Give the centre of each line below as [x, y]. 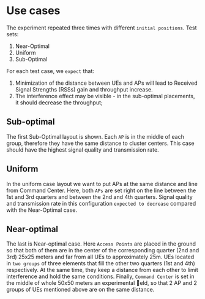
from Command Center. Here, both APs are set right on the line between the [101, 190]
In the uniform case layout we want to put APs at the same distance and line [102, 184]
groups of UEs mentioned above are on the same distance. [80, 290]
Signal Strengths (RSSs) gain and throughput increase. [84, 89]
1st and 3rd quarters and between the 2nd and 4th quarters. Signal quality [99, 196]
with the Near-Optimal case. [42, 210]
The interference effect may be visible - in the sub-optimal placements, [105, 96]
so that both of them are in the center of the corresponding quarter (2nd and [103, 250]
